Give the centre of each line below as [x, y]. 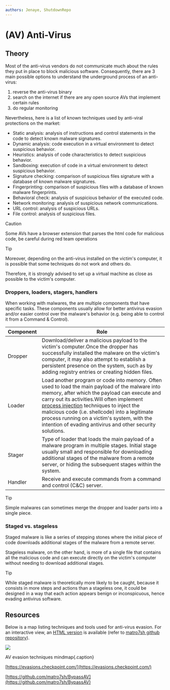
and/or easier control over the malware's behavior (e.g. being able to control [85, 314]
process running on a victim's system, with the [97, 418]
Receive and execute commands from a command [101, 479]
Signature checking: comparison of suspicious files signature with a [83, 176]
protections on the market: [33, 123]
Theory [17, 54]
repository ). [17, 638]
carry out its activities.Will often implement [92, 399]
